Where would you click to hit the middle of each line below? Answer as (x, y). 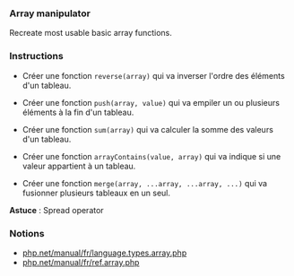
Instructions (37, 56)
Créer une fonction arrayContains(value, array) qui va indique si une (151, 156)
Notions (27, 233)
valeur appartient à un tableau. (79, 166)
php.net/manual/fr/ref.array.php (81, 262)
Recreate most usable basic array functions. (91, 33)
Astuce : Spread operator (57, 210)
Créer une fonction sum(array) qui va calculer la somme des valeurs (147, 129)
